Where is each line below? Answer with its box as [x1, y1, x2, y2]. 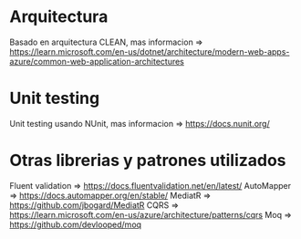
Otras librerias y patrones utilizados [9, 151, 286, 171]
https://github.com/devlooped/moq [9, 219, 142, 230]
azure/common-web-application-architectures [9, 56, 184, 67]
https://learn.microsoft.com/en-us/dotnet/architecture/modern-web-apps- [9, 46, 290, 57]
